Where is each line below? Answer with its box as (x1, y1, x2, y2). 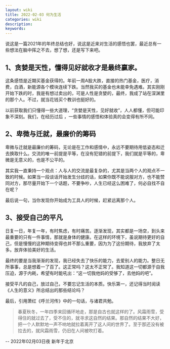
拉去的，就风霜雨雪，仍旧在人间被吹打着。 (17, 327, 107, 333)
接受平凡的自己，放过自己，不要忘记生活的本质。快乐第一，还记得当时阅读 (5, 281, 160, 287)
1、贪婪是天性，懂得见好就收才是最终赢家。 (5, 63, 142, 72)
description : (5, 21, 33, 27)
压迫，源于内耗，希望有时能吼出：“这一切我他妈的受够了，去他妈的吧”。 (5, 270, 156, 276)
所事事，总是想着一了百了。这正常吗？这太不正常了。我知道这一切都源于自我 (5, 264, 165, 270)
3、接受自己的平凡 (5, 213, 63, 222)
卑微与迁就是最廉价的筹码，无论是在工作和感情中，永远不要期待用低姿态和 (5, 144, 160, 150)
